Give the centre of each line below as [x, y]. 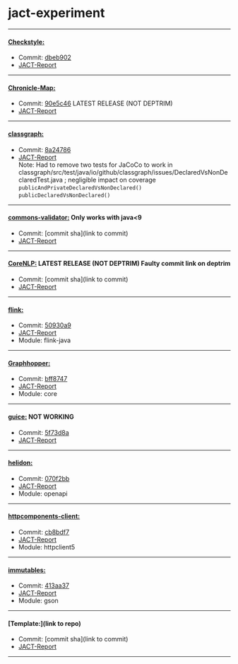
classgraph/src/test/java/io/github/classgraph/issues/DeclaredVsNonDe [123, 172]
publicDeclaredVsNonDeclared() [64, 195]
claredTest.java [40, 180]
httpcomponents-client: [44, 516]
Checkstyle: [26, 42]
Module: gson [38, 601]
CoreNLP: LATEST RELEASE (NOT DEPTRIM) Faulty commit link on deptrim [119, 264]
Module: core [37, 394]
